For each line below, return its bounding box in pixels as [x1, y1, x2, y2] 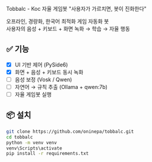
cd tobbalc [6, 134, 33, 140]
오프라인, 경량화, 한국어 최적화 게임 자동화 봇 [6, 18, 109, 25]
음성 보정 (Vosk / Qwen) [14, 76, 72, 83]
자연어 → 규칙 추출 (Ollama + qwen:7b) [14, 84, 108, 90]
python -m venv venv [6, 139, 58, 145]
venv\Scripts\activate [6, 145, 62, 151]
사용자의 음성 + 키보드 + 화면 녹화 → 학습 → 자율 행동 [6, 26, 131, 32]
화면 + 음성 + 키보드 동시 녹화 [14, 68, 84, 75]
